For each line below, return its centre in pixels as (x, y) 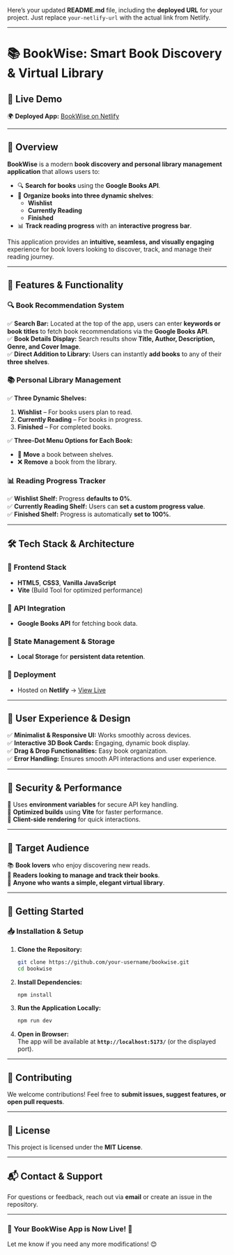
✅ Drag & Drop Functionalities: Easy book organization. (87, 751)
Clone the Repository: (49, 949)
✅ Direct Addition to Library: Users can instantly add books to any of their (115, 354)
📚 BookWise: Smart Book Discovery (115, 53)
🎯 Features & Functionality (65, 285)
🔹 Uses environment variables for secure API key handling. (93, 805)
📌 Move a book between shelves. (65, 454)
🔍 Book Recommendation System (66, 305)
